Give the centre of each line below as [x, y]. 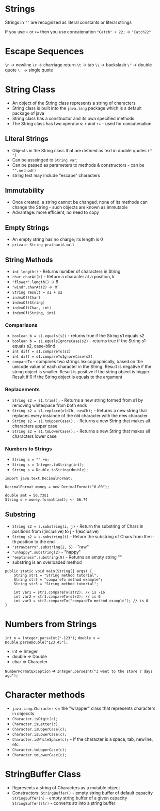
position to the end [36, 541]
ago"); [12, 676]
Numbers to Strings [29, 448]
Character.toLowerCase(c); [39, 755]
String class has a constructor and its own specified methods [73, 118]
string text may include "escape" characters [56, 175]
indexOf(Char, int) [32, 308]
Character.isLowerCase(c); [39, 734]
